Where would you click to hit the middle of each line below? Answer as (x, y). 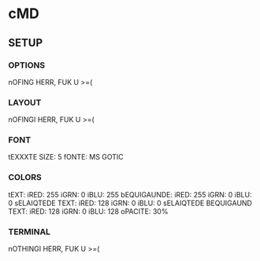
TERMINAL (30, 231)
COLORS (25, 178)
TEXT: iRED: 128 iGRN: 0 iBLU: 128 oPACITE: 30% (88, 211)
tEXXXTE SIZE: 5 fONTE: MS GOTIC (66, 157)
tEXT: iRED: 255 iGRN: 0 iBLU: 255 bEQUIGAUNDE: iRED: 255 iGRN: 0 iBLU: (130, 194)
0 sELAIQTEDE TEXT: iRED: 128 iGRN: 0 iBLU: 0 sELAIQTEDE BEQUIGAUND (130, 203)
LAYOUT (25, 102)
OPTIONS (27, 65)
